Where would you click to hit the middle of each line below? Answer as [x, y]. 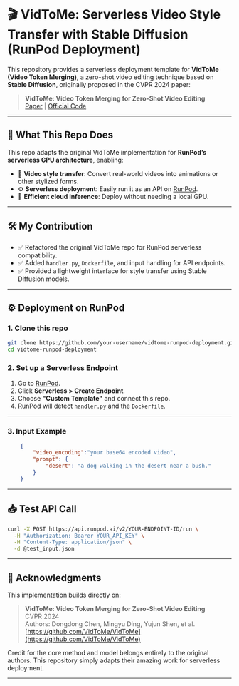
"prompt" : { [51, 459]
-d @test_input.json [44, 549]
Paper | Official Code [55, 106]
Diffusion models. [43, 279]
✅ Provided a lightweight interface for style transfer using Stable [112, 271]
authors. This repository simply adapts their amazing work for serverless [114, 660]
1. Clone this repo [38, 328]
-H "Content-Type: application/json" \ [73, 542]
